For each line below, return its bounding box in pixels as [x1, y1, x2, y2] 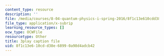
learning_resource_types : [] [5, 25, 64, 30]
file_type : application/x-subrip [5, 20, 73, 26]
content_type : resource [5, 7, 54, 12]
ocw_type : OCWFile [5, 30, 42, 35]
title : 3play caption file [5, 39, 60, 44]
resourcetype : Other [5, 35, 47, 39]
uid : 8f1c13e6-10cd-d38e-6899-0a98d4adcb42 [5, 43, 95, 48]
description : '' [5, 12, 38, 17]
